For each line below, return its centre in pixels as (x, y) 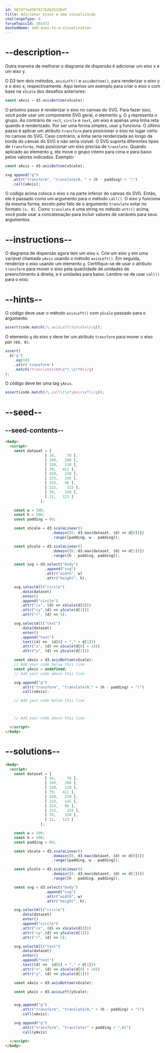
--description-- (37, 53)
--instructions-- (39, 239)
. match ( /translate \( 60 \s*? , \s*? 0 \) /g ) (54, 369)
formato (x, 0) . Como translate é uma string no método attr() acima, (78, 209)
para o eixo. (17, 280)
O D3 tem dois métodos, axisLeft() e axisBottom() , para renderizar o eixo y (82, 81)
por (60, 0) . (18, 342)
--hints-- (24, 299)
